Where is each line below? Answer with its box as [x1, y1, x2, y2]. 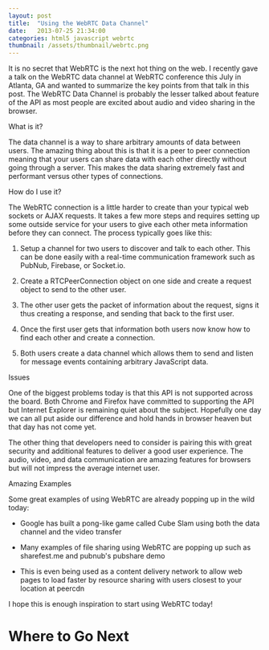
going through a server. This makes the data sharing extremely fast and [8, 163, 245, 173]
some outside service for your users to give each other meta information [8, 220, 248, 230]
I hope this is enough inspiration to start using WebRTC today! [8, 599, 214, 609]
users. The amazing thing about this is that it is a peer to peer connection [8, 146, 251, 156]
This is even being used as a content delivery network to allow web [19, 567, 243, 576]
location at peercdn [19, 583, 85, 594]
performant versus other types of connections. [8, 172, 163, 181]
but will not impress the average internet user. [8, 463, 161, 473]
